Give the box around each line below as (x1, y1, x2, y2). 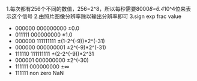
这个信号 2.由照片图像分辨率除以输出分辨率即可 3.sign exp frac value (11, 13, 182, 20)
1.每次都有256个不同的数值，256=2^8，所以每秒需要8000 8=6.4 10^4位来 (6, 5, 186, 12)
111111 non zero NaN (14, 70, 64, 76)
